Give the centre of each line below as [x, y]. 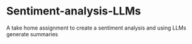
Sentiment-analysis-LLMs [74, 11]
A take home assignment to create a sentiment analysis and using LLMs [96, 28]
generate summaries [32, 34]
